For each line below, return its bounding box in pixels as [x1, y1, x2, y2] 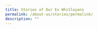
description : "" [5, 16, 39, 21]
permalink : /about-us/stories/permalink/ [5, 12, 93, 17]
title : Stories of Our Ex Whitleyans [5, 7, 84, 12]
